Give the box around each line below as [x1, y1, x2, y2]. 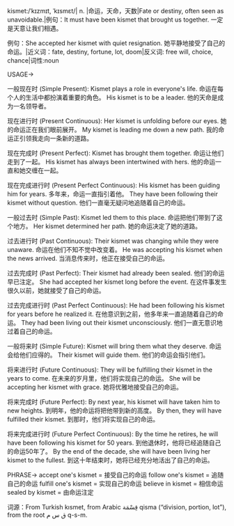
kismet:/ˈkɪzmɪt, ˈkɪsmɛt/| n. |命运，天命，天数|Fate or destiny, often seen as [7, 7, 224, 15]
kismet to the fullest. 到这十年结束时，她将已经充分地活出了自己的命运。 [7, 456, 214, 464]
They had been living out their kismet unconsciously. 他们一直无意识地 [20, 319, 223, 326]
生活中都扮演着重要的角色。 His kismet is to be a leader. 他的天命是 [25, 93, 218, 102]
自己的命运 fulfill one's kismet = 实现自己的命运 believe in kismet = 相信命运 [7, 479, 224, 488]
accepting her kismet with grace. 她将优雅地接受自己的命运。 [7, 383, 182, 391]
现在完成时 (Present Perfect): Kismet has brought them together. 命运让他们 [7, 149, 224, 157]
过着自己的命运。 [7, 327, 56, 335]
